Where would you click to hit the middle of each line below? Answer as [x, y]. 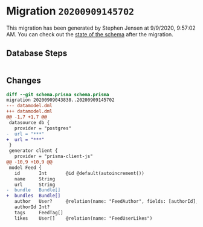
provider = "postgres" [43, 128]
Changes [24, 81]
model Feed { [25, 168]
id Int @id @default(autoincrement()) [79, 173]
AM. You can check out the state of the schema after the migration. [90, 34]
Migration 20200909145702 [70, 11]
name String [35, 179]
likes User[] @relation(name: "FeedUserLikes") [83, 218]
